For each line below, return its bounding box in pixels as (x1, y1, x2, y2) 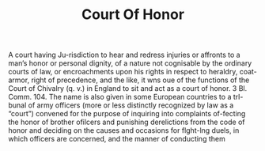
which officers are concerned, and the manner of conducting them (8, 134, 225, 144)
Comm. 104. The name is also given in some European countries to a (8, 92, 232, 102)
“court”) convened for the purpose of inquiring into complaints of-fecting (8, 109, 246, 119)
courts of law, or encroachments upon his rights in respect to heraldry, (8, 67, 238, 77)
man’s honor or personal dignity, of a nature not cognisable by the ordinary (8, 59, 252, 68)
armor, (8, 75, 30, 85)
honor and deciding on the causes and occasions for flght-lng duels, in (8, 126, 240, 135)
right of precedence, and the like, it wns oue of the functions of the (31, 75, 250, 85)
